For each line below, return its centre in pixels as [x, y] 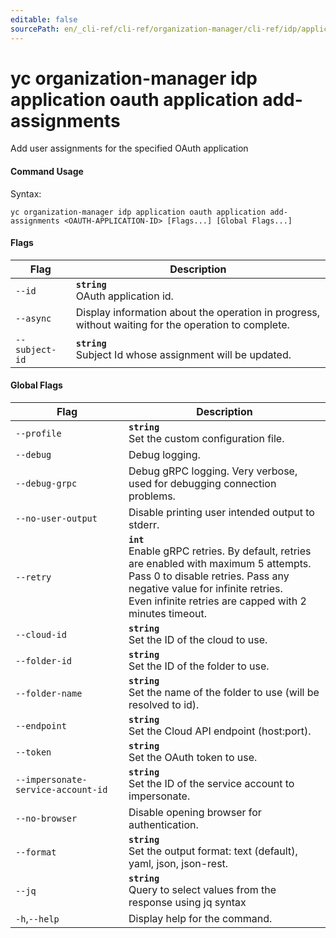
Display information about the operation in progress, [198, 312]
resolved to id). [164, 705]
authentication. [163, 825]
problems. [152, 496]
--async [33, 318]
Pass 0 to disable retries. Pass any [209, 576]
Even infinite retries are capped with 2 [217, 601]
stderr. [144, 525]
